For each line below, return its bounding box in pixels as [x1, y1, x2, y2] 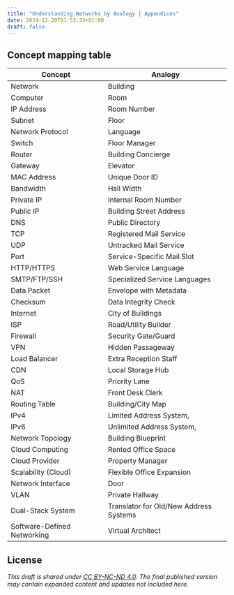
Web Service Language [107, 263, 185, 273]
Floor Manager [107, 138, 156, 148]
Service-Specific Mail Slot [107, 252, 194, 262]
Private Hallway [107, 490, 159, 500]
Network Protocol [10, 127, 68, 137]
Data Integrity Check [107, 297, 175, 307]
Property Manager [107, 456, 168, 466]
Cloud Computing [10, 445, 68, 455]
